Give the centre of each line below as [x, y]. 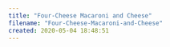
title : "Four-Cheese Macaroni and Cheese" [80, 16]
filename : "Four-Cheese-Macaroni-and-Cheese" [85, 23]
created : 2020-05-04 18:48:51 [59, 30]
